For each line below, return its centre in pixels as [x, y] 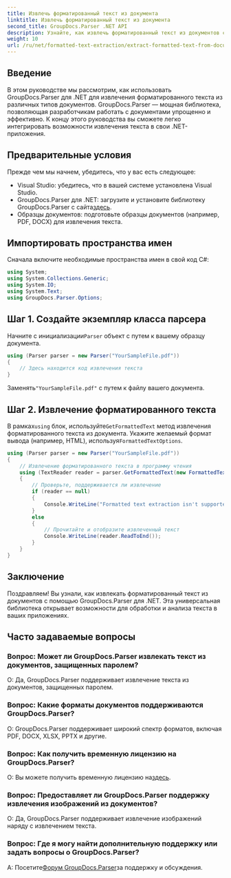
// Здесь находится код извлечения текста [81, 368]
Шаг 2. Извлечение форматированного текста [112, 409]
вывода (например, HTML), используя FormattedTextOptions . [95, 440]
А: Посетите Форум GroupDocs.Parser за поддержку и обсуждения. [105, 867]
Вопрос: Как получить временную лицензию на [92, 754]
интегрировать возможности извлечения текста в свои [89, 126]
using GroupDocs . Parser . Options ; [55, 297]
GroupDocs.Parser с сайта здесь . [64, 207]
